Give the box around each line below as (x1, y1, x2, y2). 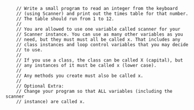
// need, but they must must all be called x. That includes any (16, 37, 181, 43)
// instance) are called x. (16, 99, 85, 105)
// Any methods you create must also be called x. (16, 73, 144, 79)
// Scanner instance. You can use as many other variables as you (16, 31, 183, 37)
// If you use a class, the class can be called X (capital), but (16, 57, 183, 63)
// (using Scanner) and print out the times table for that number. (16, 11, 189, 17)
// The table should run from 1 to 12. (16, 16, 115, 22)
